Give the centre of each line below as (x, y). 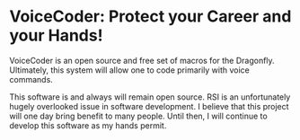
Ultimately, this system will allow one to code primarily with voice (129, 70)
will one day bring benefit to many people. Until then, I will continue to (138, 116)
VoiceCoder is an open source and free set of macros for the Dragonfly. (142, 60)
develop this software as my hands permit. (88, 125)
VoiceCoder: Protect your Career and (150, 17)
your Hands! (56, 35)
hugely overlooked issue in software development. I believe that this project (149, 106)
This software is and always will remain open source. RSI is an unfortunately (150, 97)
